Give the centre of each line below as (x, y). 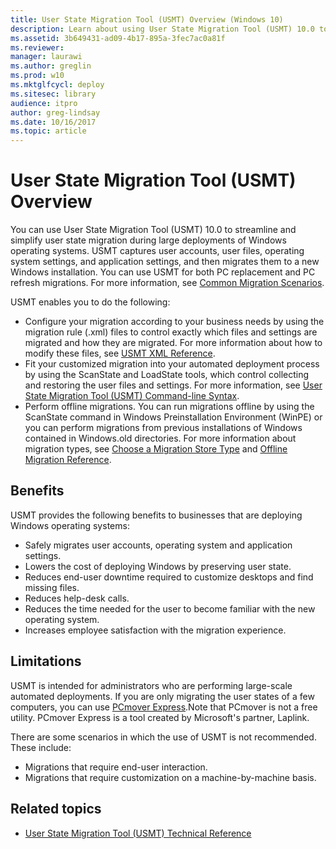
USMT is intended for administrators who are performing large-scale (151, 685)
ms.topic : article (48, 131)
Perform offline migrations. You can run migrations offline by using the (169, 407)
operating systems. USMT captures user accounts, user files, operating (157, 251)
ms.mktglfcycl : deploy (57, 85)
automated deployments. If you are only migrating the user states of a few (162, 696)
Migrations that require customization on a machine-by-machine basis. (170, 777)
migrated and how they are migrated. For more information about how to (173, 343)
